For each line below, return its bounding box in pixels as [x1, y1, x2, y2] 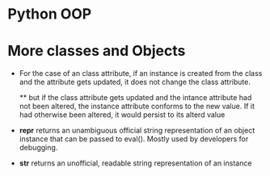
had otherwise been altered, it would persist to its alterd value [19, 110, 226, 119]
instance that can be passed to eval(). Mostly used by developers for [19, 134, 249, 144]
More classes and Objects [7, 42, 186, 61]
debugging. [19, 143, 58, 153]
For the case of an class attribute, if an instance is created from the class [19, 69, 263, 78]
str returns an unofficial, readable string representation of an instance [19, 158, 252, 168]
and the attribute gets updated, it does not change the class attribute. [19, 78, 251, 87]
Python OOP [7, 5, 92, 23]
